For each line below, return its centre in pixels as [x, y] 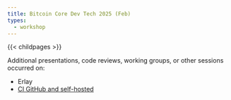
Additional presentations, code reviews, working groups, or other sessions [115, 61]
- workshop [30, 27]
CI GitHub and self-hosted [55, 89]
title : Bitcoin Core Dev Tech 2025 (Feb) [69, 14]
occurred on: [26, 68]
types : [17, 20]
